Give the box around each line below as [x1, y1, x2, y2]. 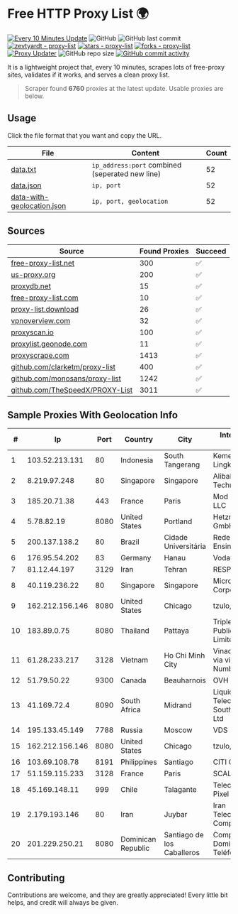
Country [124, 435, 154, 445]
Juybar [164, 810, 188, 820]
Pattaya [164, 626, 190, 636]
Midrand [164, 700, 193, 710]
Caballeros [164, 848, 200, 858]
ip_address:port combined [91, 160, 182, 170]
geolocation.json [11, 200, 67, 210]
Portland [164, 516, 193, 526]
